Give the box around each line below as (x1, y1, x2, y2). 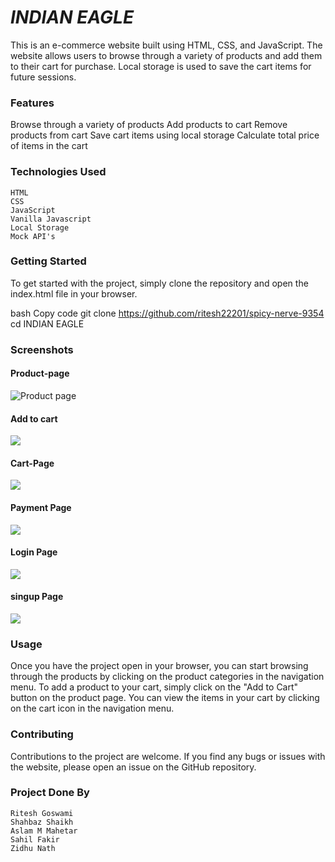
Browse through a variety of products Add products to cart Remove (10, 119, 288, 131)
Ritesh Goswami (10, 808, 74, 818)
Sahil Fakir (10, 834, 60, 845)
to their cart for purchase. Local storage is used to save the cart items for (10, 60, 312, 72)
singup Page (10, 591, 64, 603)
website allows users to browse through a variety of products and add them (10, 49, 323, 61)
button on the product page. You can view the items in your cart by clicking (10, 692, 320, 704)
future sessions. (10, 71, 77, 83)
